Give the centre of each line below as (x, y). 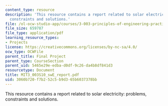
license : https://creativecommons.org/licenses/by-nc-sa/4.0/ (71, 47)
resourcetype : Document (30, 70)
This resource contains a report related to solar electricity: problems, (76, 93)
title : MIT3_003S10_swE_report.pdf (42, 75)
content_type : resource (30, 10)
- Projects (16, 42)
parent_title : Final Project (35, 56)
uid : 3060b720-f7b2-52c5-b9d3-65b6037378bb (51, 79)
